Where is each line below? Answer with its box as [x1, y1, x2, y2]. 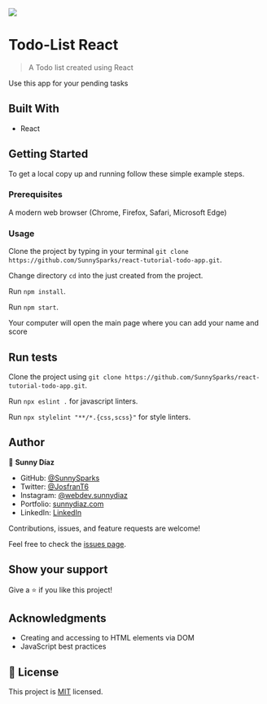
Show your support [8, 562, 108, 577]
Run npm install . [8, 286, 67, 296]
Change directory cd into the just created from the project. [8, 271, 204, 281]
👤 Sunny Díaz [8, 457, 55, 467]
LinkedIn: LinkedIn [20, 507, 82, 517]
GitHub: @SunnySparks [20, 473, 100, 483]
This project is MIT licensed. [8, 687, 103, 697]
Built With [8, 102, 59, 116]
